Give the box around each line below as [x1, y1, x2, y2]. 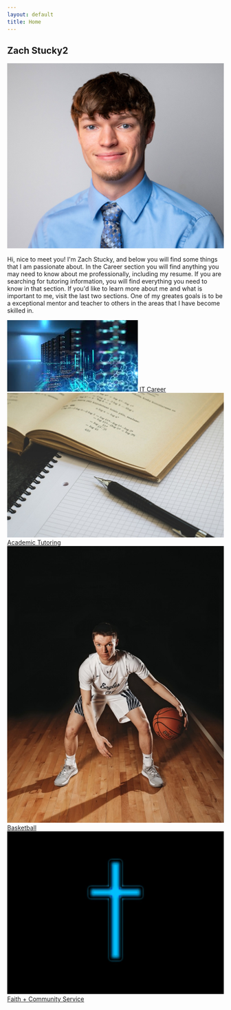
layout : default [7, 11, 54, 18]
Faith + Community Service [7, 995, 85, 1003]
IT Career [139, 385, 166, 393]
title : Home [7, 18, 41, 25]
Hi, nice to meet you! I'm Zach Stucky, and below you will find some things [7, 255, 218, 263]
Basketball [7, 823, 36, 832]
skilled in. [7, 306, 34, 315]
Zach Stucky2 [7, 45, 69, 56]
